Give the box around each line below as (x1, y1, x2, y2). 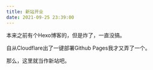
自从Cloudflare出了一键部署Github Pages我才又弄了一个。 (6, 44, 151, 51)
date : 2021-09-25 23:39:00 (6, 14, 74, 20)
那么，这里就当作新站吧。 (6, 57, 70, 64)
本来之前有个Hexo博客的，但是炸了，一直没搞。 (6, 31, 125, 39)
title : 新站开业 (6, 8, 44, 15)
